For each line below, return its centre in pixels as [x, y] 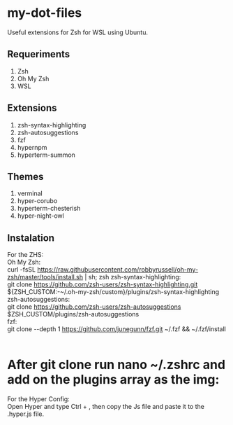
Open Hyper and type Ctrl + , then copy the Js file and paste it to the [106, 407]
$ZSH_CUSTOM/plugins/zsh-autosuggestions [73, 314]
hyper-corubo [37, 201]
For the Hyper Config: [38, 399]
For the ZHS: [25, 255]
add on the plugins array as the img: [113, 380]
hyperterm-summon [46, 155]
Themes [25, 176]
